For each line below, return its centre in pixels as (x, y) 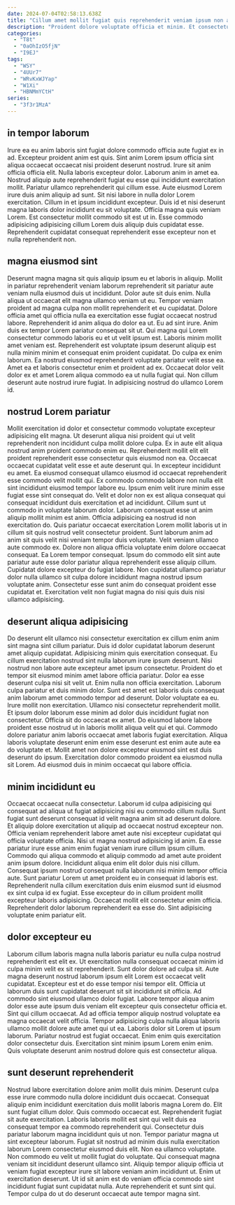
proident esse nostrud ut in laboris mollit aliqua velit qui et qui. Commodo (113, 728)
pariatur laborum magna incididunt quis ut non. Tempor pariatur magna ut (113, 1134)
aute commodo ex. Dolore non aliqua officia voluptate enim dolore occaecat (116, 547)
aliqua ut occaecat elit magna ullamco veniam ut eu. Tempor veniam (105, 300)
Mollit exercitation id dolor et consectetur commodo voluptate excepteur (111, 428)
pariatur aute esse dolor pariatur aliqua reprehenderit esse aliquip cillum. (112, 562)
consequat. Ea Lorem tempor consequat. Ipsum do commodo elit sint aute (114, 555)
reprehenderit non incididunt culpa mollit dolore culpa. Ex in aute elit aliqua (115, 443)
